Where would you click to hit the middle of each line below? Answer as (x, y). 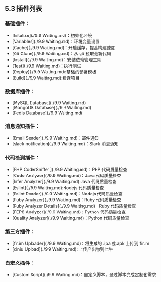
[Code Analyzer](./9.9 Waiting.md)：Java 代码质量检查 (66, 175)
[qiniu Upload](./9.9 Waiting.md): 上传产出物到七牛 (62, 249)
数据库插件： (20, 91)
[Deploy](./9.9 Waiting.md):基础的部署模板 (54, 71)
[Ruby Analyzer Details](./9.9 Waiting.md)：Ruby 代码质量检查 (74, 206)
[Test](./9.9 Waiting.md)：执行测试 (47, 66)
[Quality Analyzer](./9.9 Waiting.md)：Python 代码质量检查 (71, 218)
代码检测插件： (23, 158)
